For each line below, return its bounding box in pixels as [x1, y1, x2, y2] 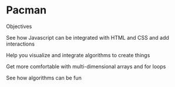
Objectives [6, 23, 32, 30]
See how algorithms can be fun [6, 74, 82, 81]
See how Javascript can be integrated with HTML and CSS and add [6, 34, 169, 41]
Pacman [6, 4, 47, 17]
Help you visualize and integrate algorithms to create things [6, 51, 150, 58]
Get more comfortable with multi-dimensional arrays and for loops [6, 62, 166, 70]
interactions [6, 40, 35, 47]
